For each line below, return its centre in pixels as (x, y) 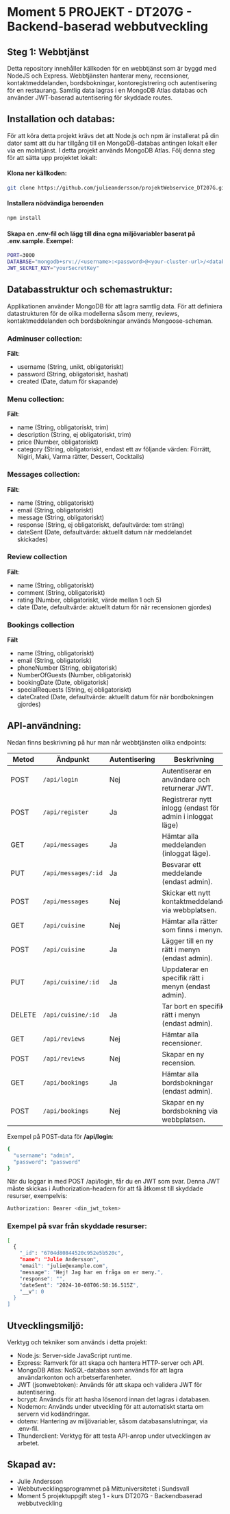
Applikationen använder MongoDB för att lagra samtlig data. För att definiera (115, 306)
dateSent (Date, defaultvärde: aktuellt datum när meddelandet (104, 532)
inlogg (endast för (191, 808)
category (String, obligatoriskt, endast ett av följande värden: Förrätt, (114, 449)
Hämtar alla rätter (190, 921)
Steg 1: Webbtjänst (48, 52)
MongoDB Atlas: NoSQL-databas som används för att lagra (100, 1370)
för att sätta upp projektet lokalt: (52, 157)
